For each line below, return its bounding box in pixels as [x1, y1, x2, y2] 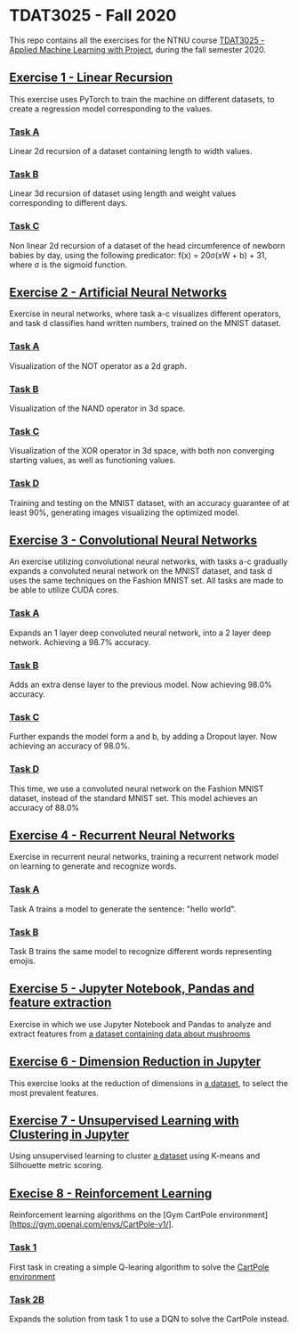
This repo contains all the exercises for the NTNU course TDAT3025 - [9, 35, 265, 45]
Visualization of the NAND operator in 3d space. [9, 403, 186, 414]
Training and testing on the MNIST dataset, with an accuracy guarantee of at [9, 497, 290, 508]
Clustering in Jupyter [9, 1127, 130, 1142]
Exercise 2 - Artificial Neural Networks [9, 285, 228, 300]
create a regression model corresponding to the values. [9, 103, 213, 114]
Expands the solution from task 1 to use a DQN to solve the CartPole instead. [9, 1313, 290, 1324]
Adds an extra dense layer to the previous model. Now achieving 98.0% [9, 679, 273, 691]
